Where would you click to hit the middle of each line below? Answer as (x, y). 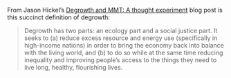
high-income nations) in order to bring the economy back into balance (124, 45)
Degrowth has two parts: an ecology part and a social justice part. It (121, 31)
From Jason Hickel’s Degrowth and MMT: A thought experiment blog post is (115, 10)
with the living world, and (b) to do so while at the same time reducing (123, 52)
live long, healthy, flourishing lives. (73, 67)
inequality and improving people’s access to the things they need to (120, 60)
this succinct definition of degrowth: (59, 17)
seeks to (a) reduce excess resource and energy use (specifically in (121, 38)
